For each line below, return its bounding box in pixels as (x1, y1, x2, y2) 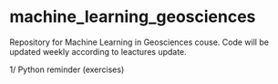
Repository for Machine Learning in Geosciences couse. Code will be (9, 37, 269, 47)
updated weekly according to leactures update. (9, 46, 187, 57)
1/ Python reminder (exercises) (9, 64, 125, 75)
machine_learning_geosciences (9, 6, 256, 27)
